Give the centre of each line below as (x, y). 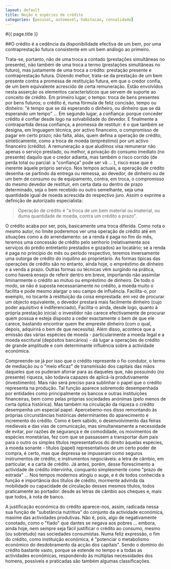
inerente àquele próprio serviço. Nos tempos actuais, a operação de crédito (85, 168)
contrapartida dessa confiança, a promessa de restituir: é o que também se (84, 125)
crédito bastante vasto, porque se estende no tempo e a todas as (74, 550)
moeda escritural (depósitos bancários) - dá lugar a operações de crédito (82, 340)
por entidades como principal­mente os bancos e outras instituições (76, 393)
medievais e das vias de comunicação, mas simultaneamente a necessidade (86, 426)
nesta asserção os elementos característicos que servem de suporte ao (81, 92)
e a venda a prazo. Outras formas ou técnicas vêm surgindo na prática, (80, 270)
